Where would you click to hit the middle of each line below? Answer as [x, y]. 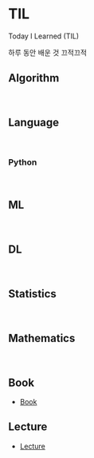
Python [23, 162]
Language [34, 123]
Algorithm [34, 78]
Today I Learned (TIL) [44, 36]
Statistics [33, 294]
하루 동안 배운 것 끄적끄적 [48, 52]
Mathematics [42, 338]
